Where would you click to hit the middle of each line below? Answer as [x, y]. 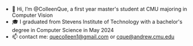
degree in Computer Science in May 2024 [63, 30]
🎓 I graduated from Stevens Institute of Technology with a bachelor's [97, 22]
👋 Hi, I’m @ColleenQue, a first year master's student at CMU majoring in [99, 9]
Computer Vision [32, 15]
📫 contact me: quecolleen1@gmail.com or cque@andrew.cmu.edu [93, 37]
